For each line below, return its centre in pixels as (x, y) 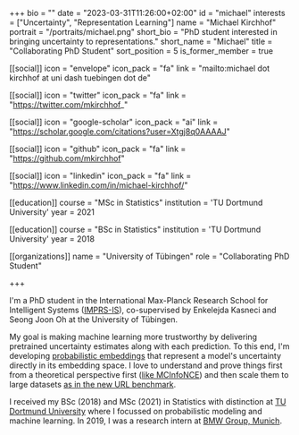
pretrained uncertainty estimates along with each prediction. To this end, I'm (149, 346)
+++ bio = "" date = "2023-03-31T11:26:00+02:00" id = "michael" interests (147, 13)
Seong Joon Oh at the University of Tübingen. (94, 320)
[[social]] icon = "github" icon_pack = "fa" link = (98, 149)
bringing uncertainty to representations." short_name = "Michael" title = (141, 41)
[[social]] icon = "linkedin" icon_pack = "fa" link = (100, 175)
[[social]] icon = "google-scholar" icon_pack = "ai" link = (114, 122)
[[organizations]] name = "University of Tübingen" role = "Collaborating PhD (149, 256)
